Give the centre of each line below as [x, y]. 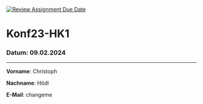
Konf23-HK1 [38, 34]
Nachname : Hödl [28, 83]
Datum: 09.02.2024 [36, 53]
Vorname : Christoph [32, 71]
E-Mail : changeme [29, 95]
